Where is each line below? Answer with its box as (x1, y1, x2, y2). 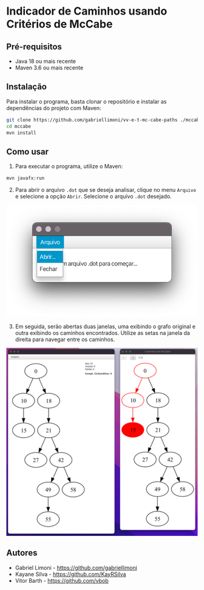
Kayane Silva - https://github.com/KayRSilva (15, 571, 126, 578)
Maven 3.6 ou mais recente (15, 64, 84, 71)
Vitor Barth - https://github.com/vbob (15, 577, 109, 584)
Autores (6, 548, 38, 558)
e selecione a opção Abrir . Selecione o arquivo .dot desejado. (15, 193, 172, 200)
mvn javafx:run (6, 175, 45, 181)
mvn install (6, 130, 36, 136)
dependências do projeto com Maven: (6, 104, 101, 111)
